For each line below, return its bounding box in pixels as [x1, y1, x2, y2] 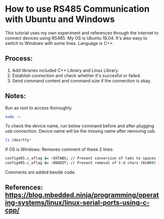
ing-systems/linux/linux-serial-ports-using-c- [5, 199, 150, 207]
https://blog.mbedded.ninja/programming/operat [5, 191, 159, 199]
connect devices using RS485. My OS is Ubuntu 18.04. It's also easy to [5, 35, 147, 41]
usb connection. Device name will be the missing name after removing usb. [5, 128, 156, 134]
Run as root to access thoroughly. [5, 105, 73, 111]
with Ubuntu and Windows [5, 14, 115, 25]
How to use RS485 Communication [5, 3, 150, 15]
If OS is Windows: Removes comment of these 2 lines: [5, 146, 114, 152]
